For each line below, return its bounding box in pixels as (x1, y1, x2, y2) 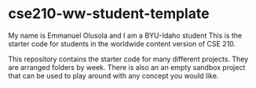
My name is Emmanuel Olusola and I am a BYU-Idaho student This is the (8, 31, 242, 40)
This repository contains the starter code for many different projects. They (8, 54, 249, 64)
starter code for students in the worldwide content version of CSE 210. (8, 38, 236, 48)
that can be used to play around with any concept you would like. (8, 71, 219, 80)
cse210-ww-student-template (8, 5, 210, 23)
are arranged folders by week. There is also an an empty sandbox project (8, 62, 246, 71)
